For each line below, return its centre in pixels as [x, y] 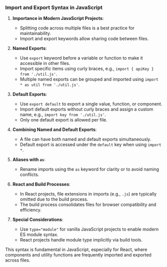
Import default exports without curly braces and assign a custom [86, 109]
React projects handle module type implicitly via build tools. [81, 240]
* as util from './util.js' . [50, 84]
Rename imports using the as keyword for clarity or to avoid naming [89, 169]
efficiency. [30, 210]
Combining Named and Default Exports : [54, 129]
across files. [18, 260]
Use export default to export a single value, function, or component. [91, 104]
